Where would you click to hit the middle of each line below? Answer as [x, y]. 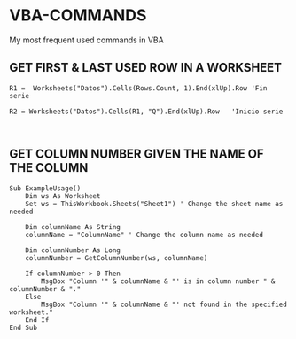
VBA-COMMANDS [78, 15]
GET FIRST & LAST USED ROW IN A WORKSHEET [145, 68]
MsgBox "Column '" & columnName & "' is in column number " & [158, 281]
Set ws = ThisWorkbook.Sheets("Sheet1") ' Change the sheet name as [154, 204]
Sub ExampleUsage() [45, 188]
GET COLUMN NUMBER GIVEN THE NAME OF [136, 154]
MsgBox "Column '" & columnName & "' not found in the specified [164, 304]
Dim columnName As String [73, 227]
